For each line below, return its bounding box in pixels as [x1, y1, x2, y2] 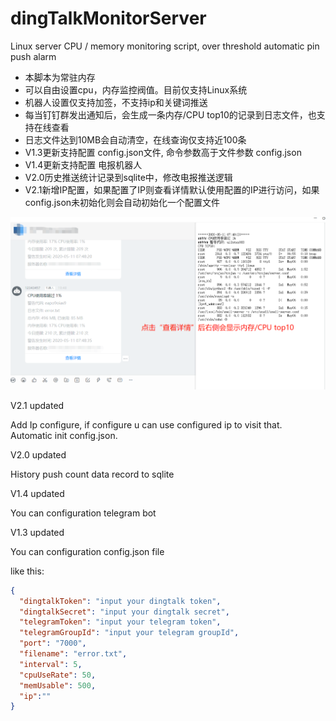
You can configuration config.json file [10, 545, 165, 557]
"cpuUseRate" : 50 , [19, 670, 97, 680]
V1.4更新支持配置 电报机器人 [24, 158, 143, 171]
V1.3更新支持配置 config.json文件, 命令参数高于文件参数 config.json [24, 146, 302, 158]
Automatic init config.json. [10, 429, 118, 441]
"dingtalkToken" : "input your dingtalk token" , [19, 596, 222, 606]
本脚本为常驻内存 [24, 71, 96, 83]
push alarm [10, 50, 57, 62]
